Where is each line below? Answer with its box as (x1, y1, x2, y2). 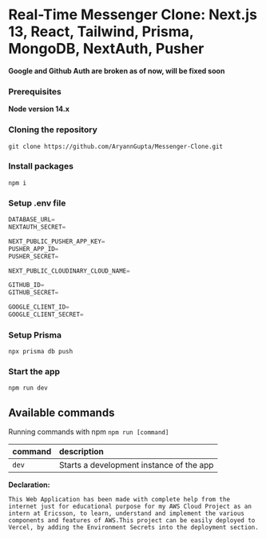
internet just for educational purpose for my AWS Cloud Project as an (8, 502, 252, 511)
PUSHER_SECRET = (8, 252, 59, 261)
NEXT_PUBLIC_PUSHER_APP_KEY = (8, 238, 105, 246)
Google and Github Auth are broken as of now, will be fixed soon (8, 66, 225, 75)
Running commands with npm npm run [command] (8, 427, 169, 437)
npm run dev (8, 384, 48, 393)
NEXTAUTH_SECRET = (8, 223, 66, 231)
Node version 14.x (8, 104, 70, 114)
